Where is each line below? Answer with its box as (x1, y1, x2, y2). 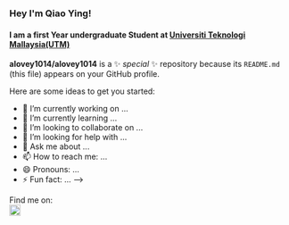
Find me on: (9, 195, 54, 205)
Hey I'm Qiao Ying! (9, 7, 92, 20)
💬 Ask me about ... (21, 141, 90, 152)
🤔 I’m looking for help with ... (21, 132, 128, 143)
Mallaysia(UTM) (9, 38, 70, 49)
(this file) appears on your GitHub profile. (9, 69, 161, 79)
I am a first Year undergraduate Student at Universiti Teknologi (9, 29, 246, 40)
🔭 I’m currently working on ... (21, 104, 128, 114)
